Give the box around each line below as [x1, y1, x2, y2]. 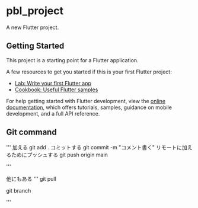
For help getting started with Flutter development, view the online [6, 97, 166, 104]
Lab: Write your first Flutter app [14, 79, 92, 87]
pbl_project [6, 4, 64, 18]
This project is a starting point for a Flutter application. [6, 56, 139, 63]
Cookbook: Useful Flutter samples [14, 86, 98, 93]
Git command [6, 127, 58, 137]
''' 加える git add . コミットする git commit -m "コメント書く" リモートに [6, 143, 183, 151]
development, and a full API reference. [6, 110, 100, 117]
